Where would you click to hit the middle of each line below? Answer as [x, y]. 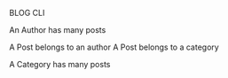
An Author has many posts [58, 30]
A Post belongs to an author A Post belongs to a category [114, 47]
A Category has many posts [60, 64]
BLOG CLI [27, 13]
